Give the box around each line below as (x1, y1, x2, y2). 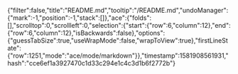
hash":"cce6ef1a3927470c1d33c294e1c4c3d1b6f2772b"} (7, 59, 176, 67)
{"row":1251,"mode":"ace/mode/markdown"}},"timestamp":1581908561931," (7, 51, 229, 60)
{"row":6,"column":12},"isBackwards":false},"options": (7, 28, 166, 37)
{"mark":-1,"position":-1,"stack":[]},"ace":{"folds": (7, 14, 152, 22)
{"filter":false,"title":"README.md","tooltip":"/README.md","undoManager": (7, 6, 229, 14)
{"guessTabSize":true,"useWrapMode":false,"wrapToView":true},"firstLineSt (7, 36, 229, 45)
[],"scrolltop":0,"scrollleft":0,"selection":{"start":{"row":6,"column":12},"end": (7, 21, 231, 29)
